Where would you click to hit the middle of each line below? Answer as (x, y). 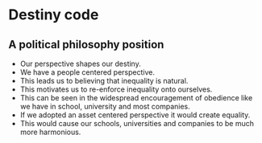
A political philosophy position (86, 45)
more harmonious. (50, 132)
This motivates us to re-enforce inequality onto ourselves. (116, 89)
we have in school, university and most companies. (105, 106)
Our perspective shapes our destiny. (80, 63)
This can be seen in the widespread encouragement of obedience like (136, 98)
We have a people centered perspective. (87, 72)
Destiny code (54, 15)
